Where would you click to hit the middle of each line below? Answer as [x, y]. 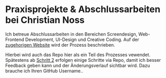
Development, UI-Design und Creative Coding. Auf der [82, 40]
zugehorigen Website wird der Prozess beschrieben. [60, 45]
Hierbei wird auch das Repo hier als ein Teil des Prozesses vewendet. [78, 55]
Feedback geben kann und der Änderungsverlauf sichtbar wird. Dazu [78, 65]
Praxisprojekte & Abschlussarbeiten [83, 9]
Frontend [15, 40]
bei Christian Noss [45, 20]
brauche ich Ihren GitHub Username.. [44, 71]
